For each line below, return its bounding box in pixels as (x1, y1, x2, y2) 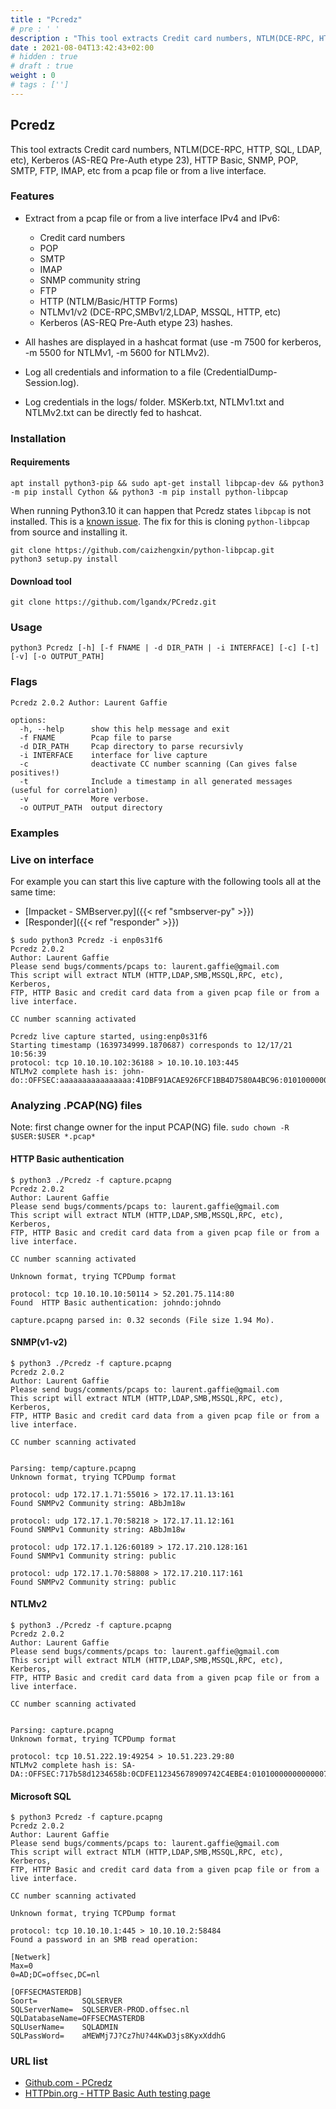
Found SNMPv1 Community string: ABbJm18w (10, 1524, 186, 1535)
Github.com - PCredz (24, 2077, 113, 2089)
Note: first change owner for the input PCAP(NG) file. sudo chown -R (10, 1121, 290, 1133)
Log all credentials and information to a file (24, 366, 202, 378)
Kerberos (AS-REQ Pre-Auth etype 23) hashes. (39, 316, 233, 328)
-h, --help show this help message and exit (19, 724, 230, 734)
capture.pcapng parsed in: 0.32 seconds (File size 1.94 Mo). (10, 1315, 275, 1325)
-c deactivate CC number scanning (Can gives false (19, 759, 298, 769)
